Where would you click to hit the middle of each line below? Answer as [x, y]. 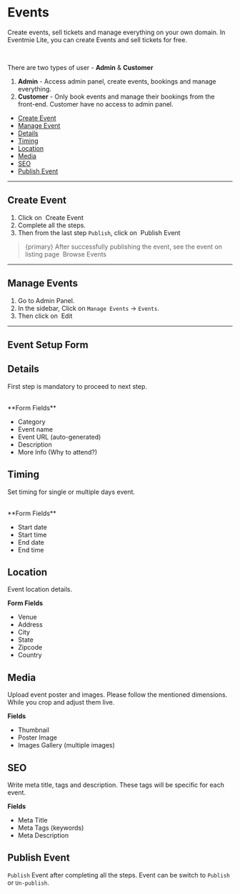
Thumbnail [34, 730]
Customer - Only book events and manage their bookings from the [116, 96]
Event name [35, 429]
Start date [32, 527]
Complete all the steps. [51, 225]
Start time [32, 535]
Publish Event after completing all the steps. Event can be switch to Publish [119, 875]
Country [30, 655]
